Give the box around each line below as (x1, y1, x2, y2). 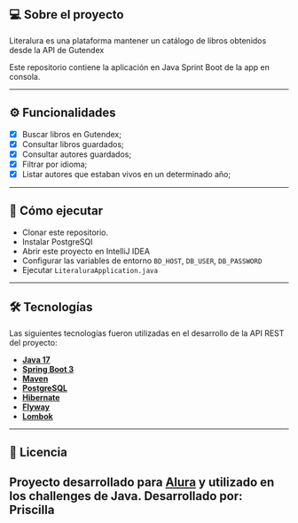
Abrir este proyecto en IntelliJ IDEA (21, 246, 151, 256)
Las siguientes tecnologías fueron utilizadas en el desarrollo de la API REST (9, 327, 285, 339)
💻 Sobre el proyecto (9, 7, 124, 22)
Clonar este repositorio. (21, 227, 109, 238)
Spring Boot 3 (21, 363, 74, 374)
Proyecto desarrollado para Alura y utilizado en (9, 475, 275, 490)
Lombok (21, 410, 53, 421)
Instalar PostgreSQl (21, 236, 93, 246)
